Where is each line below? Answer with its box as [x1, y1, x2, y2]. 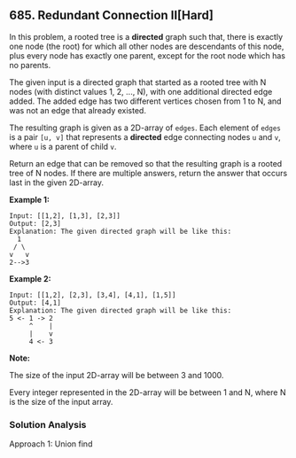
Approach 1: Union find [9, 439, 93, 449]
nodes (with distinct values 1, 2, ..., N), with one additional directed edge [9, 86, 273, 97]
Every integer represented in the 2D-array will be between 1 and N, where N [9, 386, 286, 398]
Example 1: [9, 194, 51, 205]
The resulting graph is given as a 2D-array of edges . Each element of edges [9, 122, 281, 133]
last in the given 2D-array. [9, 177, 105, 188]
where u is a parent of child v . [9, 141, 117, 151]
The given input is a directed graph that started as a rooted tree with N [9, 76, 267, 88]
